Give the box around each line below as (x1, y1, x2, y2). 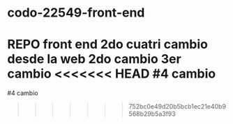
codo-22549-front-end (7, 5, 145, 21)
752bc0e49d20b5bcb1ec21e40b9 (128, 103, 227, 111)
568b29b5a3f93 (128, 109, 176, 118)
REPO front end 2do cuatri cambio (7, 37, 208, 53)
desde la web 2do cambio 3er (7, 51, 181, 67)
